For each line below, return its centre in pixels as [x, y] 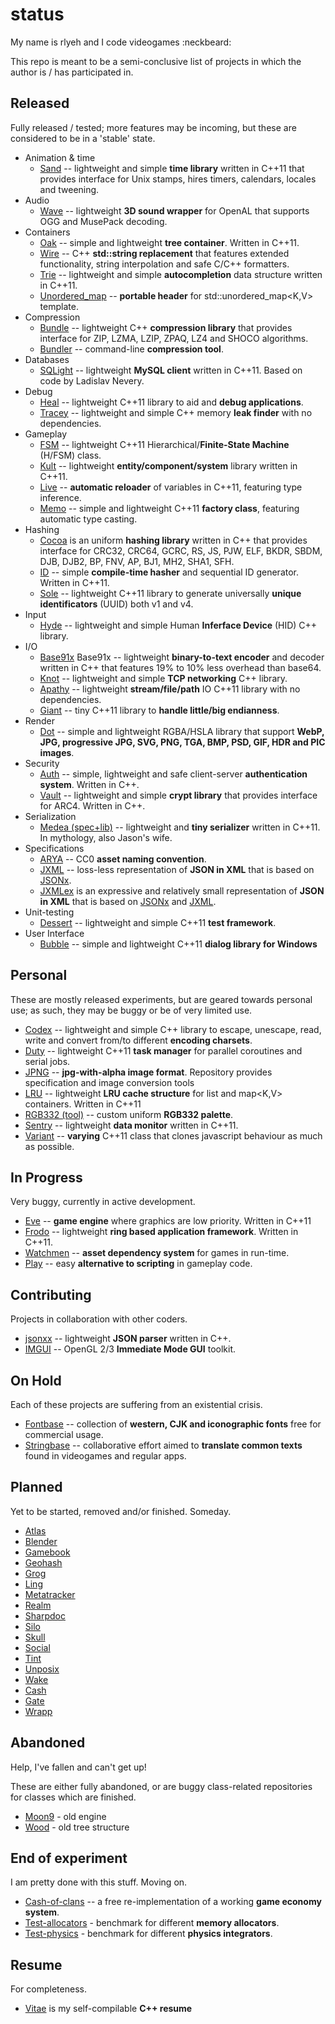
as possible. [49, 1146]
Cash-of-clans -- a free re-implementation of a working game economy [173, 1902]
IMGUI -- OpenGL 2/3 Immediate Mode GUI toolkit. [130, 1349]
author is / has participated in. [72, 72]
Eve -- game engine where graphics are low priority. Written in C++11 [168, 1221]
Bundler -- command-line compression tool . [131, 349]
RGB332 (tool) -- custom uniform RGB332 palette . [129, 1114]
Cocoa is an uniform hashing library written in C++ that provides [173, 540]
